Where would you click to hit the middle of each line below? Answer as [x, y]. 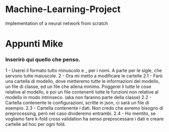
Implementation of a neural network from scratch [57, 23]
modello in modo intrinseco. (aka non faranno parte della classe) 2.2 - [78, 98]
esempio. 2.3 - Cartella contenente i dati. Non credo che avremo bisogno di [84, 108]
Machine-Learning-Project [63, 9]
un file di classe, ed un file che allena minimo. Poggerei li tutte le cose [78, 86]
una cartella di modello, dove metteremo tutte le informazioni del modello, [82, 81]
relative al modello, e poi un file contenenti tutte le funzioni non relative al [82, 92]
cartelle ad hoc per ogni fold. [36, 124]
